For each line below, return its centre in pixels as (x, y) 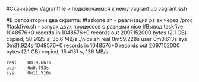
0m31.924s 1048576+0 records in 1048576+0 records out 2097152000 (93, 45)
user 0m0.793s (28, 68)
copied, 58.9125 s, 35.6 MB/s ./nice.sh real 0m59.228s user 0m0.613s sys (97, 39)
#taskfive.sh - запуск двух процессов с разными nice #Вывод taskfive (95, 26)
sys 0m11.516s (29, 73)
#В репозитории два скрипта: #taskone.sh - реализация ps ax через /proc (99, 20)
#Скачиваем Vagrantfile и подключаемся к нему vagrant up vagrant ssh (97, 9)
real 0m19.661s (29, 62)
